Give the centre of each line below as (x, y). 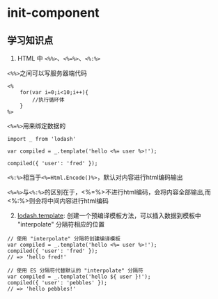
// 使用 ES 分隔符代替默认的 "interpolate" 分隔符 (76, 270)
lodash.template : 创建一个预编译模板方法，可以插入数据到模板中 (109, 215)
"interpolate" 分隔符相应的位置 (61, 224)
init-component (53, 13)
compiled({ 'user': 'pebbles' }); (57, 283)
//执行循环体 (48, 100)
